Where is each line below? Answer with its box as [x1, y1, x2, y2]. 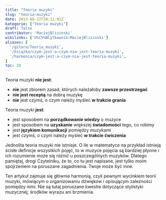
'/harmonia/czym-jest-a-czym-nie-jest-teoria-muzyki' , [9, 53, 126, 59]
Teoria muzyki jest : [5, 107, 45, 113]
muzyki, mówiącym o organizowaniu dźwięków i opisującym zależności [5, 178, 152, 184]
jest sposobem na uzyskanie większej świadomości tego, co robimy [12, 122, 155, 128]
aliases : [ [5, 40, 28, 45]
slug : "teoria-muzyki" [5, 12, 52, 17]
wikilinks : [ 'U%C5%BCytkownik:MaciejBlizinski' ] [5, 35, 108, 40]
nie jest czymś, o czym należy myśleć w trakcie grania [12, 97, 126, 103]
